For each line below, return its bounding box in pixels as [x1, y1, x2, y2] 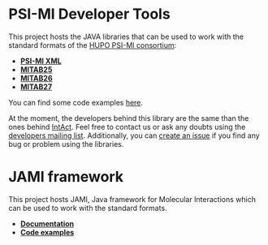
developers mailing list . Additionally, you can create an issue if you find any [8, 131, 260, 140]
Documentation [19, 218, 75, 228]
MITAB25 [19, 64, 53, 74]
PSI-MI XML [19, 56, 63, 66]
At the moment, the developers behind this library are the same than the [8, 113, 249, 122]
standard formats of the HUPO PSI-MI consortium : [8, 40, 177, 49]
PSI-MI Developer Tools [8, 5, 171, 24]
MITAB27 [19, 82, 53, 92]
